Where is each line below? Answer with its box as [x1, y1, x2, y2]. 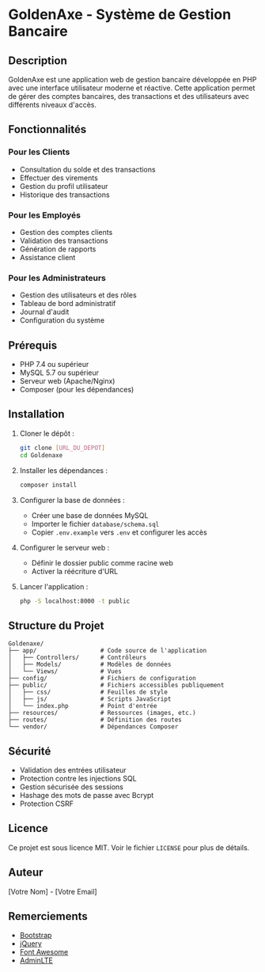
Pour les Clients [8, 146, 70, 157]
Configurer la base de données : [19, 495, 125, 505]
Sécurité [8, 744, 51, 758]
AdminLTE [19, 955, 53, 966]
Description [8, 54, 67, 67]
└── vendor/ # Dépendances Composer [8, 723, 179, 731]
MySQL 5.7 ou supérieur [19, 368, 100, 377]
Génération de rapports [19, 244, 97, 254]
